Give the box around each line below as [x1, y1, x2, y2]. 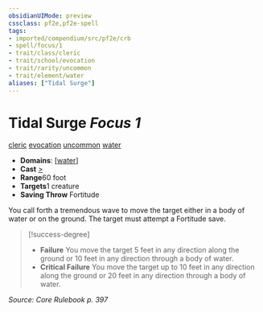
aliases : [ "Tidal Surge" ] [8, 79, 95, 87]
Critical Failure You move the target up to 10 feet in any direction [39, 262, 255, 272]
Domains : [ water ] [19, 156, 79, 166]
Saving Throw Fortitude [19, 190, 100, 199]
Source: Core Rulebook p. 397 [8, 295, 109, 305]
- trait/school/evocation [8, 57, 95, 65]
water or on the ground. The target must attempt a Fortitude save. [8, 214, 227, 224]
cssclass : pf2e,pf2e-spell [8, 19, 99, 27]
